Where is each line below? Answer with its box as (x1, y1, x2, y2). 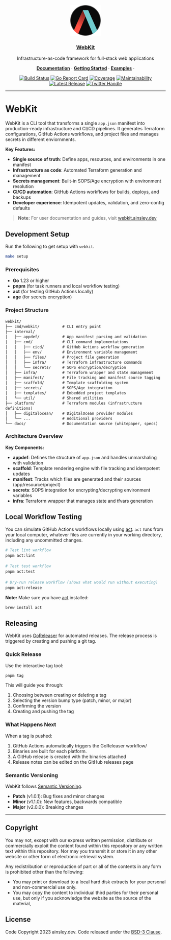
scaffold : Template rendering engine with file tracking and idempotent (12, 465, 160, 471)
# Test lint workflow (5, 547, 51, 553)
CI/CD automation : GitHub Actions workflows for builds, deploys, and (12, 189, 159, 195)
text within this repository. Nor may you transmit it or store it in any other (5, 848, 157, 854)
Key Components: (5, 444, 44, 451)
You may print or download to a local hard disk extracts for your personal (12, 879, 166, 885)
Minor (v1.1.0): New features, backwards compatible (12, 798, 122, 805)
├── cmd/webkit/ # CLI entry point (5, 324, 101, 329)
